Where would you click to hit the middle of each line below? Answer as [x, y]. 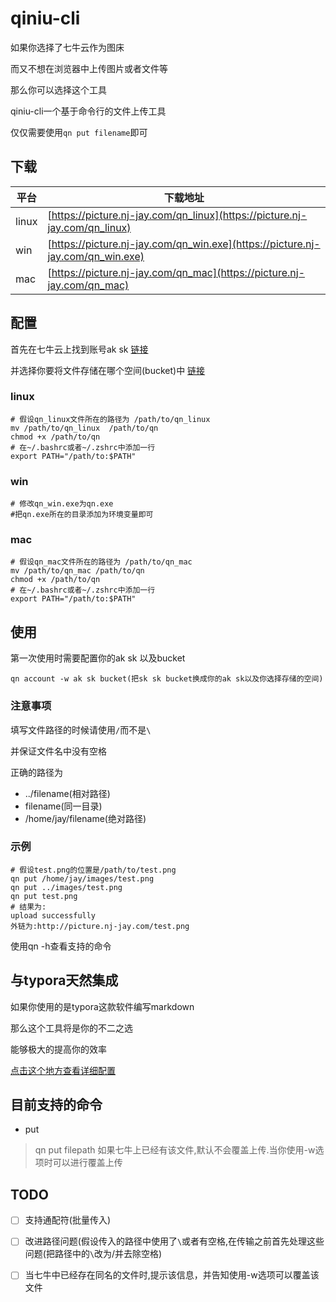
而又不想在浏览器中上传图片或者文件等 [89, 68]
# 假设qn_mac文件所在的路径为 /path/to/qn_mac [101, 562]
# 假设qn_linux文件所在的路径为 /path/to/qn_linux [110, 419]
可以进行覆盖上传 [87, 1163]
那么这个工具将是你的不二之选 [71, 1028]
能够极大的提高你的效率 [58, 1049]
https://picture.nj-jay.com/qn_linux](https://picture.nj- [179, 215]
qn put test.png [44, 896]
